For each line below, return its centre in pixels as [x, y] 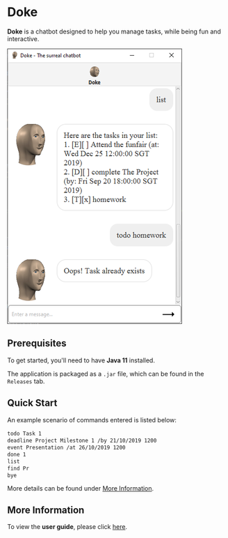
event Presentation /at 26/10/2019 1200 [67, 447]
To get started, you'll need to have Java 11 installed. [81, 360]
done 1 [17, 454]
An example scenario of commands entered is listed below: [92, 420]
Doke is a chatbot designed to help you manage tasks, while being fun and [114, 31]
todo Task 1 [24, 433]
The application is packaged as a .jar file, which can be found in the [106, 374]
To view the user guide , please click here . [67, 527]
